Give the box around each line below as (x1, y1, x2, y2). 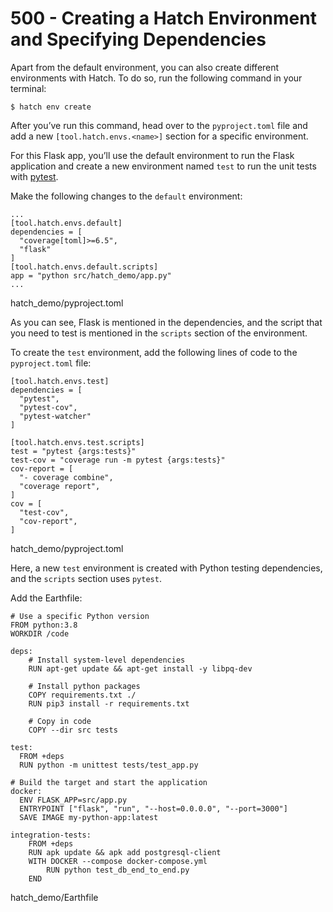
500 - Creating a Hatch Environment (10, 7, 317, 30)
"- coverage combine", (19, 472, 114, 482)
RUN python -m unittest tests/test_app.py (19, 760, 199, 770)
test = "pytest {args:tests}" (10, 446, 137, 456)
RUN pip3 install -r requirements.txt (28, 698, 190, 709)
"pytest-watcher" (19, 411, 92, 421)
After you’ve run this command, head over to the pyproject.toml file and (10, 119, 308, 131)
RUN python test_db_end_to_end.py (46, 865, 190, 875)
